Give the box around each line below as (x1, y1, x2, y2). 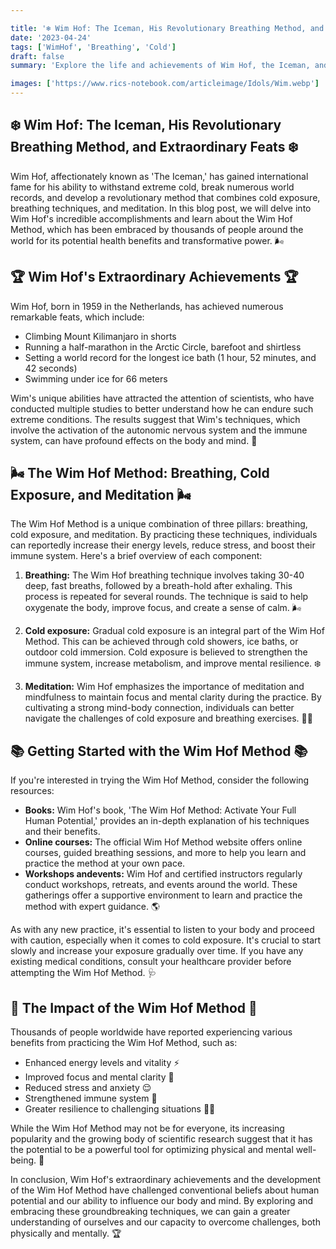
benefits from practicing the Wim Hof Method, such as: (10, 1037, 238, 1049)
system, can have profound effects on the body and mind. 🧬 (10, 434, 258, 446)
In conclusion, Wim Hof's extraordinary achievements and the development (10, 1174, 322, 1186)
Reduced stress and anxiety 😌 (24, 1082, 152, 1094)
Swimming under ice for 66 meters (24, 372, 168, 385)
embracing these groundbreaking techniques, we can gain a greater (10, 1206, 291, 1218)
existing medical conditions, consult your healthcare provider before (10, 956, 292, 968)
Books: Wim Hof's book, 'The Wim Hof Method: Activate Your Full (24, 804, 297, 816)
